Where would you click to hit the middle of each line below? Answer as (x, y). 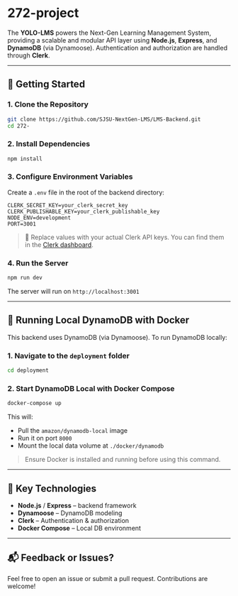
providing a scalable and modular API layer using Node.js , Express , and (112, 40)
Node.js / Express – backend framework (77, 505)
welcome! (22, 586)
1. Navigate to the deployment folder (68, 355)
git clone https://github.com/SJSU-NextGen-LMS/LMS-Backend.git (104, 119)
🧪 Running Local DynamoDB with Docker (98, 320)
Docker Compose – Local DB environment (79, 528)
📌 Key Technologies (52, 489)
